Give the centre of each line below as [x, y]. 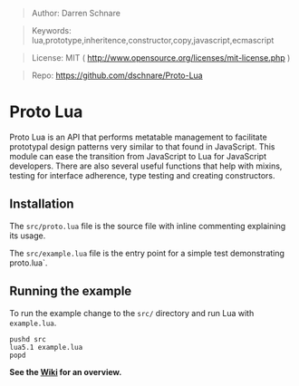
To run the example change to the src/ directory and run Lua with [132, 313]
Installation [42, 204]
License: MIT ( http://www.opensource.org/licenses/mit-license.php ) [161, 58]
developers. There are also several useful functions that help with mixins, [146, 166]
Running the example [71, 291]
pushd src [28, 339]
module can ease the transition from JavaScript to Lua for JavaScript [138, 156]
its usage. [28, 236]
